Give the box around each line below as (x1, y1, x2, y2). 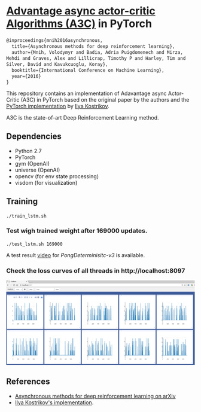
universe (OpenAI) (14, 166, 60, 173)
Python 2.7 (14, 147, 42, 154)
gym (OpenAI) (14, 160, 50, 167)
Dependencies (6, 132, 62, 142)
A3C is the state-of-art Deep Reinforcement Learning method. (6, 114, 160, 121)
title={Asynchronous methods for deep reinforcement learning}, (11, 43, 175, 49)
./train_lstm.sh (6, 213, 47, 219)
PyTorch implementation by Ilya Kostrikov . (6, 102, 109, 109)
